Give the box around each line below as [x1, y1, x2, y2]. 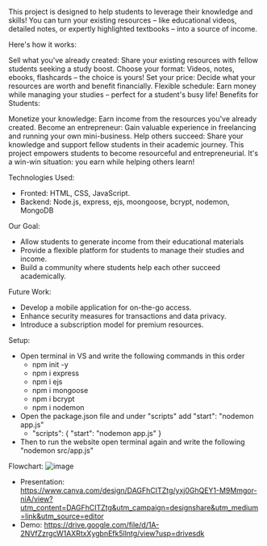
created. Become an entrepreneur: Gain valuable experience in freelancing [8, 123, 257, 132]
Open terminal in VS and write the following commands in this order [19, 351, 245, 361]
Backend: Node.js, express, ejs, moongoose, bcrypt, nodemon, [19, 197, 230, 206]
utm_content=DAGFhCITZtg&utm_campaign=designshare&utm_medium [19, 503, 259, 512]
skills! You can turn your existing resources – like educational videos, [8, 15, 237, 25]
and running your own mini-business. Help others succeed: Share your [8, 131, 244, 141]
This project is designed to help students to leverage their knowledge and [8, 7, 253, 16]
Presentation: [19, 477, 65, 486]
